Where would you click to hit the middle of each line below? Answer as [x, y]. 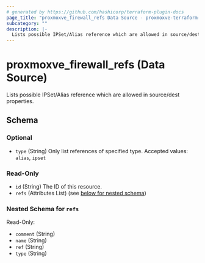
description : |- [27, 29]
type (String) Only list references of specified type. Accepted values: [101, 151]
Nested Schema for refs [43, 209]
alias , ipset [31, 157]
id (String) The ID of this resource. [59, 187]
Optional [19, 138]
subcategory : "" [27, 23]
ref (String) [30, 247]
